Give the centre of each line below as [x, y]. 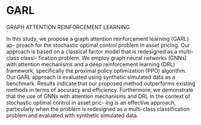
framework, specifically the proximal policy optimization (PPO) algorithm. [97, 70]
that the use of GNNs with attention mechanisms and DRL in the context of [98, 96]
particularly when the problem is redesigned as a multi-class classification [98, 109]
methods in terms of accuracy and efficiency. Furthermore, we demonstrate [100, 90]
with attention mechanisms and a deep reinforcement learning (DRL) [91, 64]
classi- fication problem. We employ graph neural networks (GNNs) [103, 58]
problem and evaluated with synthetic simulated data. [72, 115]
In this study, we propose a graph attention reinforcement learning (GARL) [97, 38]
